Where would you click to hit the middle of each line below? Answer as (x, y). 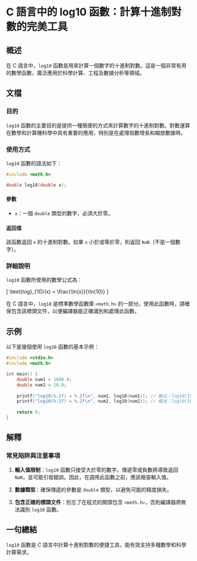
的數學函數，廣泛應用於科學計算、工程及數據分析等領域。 (75, 73)
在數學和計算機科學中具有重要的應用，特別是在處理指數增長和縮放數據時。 (96, 132)
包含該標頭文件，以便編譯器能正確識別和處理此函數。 (75, 311)
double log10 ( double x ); (36, 185)
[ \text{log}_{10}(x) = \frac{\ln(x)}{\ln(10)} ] (57, 292)
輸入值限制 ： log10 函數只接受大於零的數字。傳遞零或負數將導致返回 (96, 470)
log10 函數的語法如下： (34, 163)
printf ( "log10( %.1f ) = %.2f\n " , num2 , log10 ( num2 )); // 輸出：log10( (102, 401)
